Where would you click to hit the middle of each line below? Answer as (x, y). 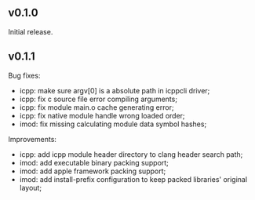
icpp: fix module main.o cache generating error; (97, 107)
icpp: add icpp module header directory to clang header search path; (131, 154)
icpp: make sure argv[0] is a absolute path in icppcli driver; (115, 90)
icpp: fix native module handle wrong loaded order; (102, 115)
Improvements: (33, 139)
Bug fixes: (24, 75)
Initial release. (31, 31)
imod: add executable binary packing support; (94, 162)
